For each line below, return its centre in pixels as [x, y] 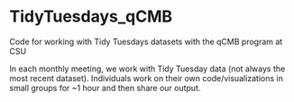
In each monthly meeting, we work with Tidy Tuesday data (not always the [147, 69]
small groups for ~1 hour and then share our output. [105, 88]
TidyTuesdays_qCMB [91, 17]
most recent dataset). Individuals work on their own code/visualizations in [147, 78]
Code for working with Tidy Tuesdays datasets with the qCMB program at [146, 42]
